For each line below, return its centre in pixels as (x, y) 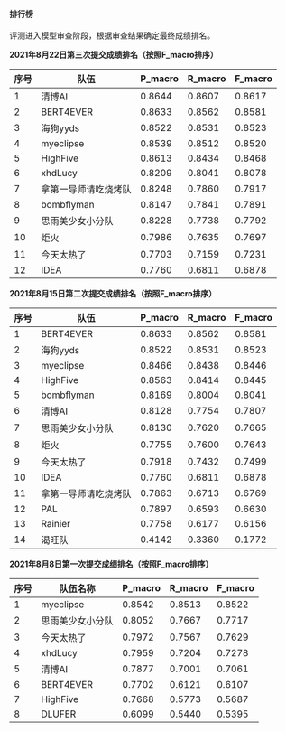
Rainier (55, 524)
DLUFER (59, 714)
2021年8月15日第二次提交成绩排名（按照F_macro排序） (113, 294)
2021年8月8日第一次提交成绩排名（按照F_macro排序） (111, 564)
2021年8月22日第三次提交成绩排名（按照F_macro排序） (114, 55)
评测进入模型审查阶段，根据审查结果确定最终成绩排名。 (112, 35)
